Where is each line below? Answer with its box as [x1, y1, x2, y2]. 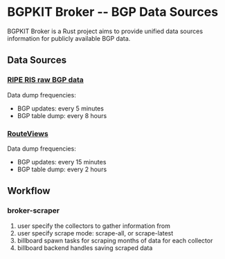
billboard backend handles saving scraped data [17, 243, 153, 252]
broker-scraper [7, 206, 60, 215]
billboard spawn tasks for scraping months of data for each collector [17, 236, 213, 244]
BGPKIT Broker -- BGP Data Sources [7, 4, 219, 20]
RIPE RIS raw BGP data [7, 75, 84, 85]
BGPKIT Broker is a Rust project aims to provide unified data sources [7, 27, 203, 35]
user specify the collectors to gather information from [17, 222, 171, 230]
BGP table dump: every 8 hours [17, 111, 107, 119]
